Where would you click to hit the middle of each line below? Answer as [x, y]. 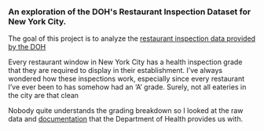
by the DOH [27, 47]
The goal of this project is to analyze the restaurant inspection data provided [132, 38]
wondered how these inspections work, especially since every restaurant [126, 79]
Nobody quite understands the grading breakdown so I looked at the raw [126, 111]
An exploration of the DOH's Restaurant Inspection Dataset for [130, 12]
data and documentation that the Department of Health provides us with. [126, 119]
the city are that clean [44, 96]
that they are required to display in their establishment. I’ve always [115, 71]
